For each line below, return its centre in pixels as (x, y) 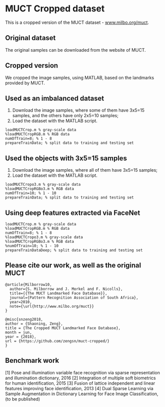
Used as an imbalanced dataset (55, 98)
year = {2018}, (21, 337)
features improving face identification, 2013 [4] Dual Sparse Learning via (79, 388)
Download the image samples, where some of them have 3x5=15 (78, 110)
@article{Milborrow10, (28, 284)
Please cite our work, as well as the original (73, 265)
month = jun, (19, 332)
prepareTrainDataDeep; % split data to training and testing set (74, 250)
